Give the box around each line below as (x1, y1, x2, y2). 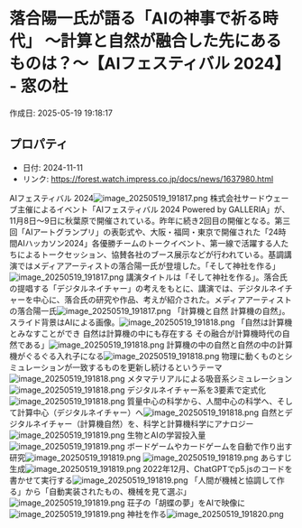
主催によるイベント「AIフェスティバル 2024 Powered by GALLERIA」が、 (16, 204, 290, 215)
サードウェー (241, 192, 289, 203)
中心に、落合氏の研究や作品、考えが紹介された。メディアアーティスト (32, 294, 292, 305)
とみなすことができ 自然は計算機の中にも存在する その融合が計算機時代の (9, 328, 282, 338)
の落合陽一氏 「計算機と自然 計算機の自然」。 (9, 305, 290, 316)
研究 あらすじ (9, 452, 293, 463)
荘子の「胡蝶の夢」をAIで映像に (126, 497, 246, 508)
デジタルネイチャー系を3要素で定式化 (126, 384, 267, 395)
